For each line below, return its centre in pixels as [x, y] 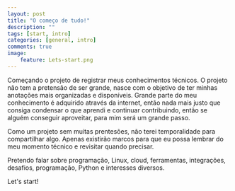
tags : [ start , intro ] [39, 34]
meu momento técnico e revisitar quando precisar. [81, 146]
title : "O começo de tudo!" [49, 21]
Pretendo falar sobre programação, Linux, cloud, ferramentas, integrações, [117, 160]
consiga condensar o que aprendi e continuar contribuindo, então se [107, 110]
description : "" [31, 27]
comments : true [30, 47]
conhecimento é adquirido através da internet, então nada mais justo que [114, 103]
